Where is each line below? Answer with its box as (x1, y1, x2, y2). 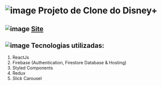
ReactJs (12, 54, 29, 60)
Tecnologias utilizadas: (31, 41, 105, 49)
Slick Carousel (12, 76, 42, 82)
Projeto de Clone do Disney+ (38, 5, 158, 16)
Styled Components (12, 65, 54, 71)
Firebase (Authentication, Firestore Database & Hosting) (12, 60, 127, 66)
